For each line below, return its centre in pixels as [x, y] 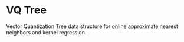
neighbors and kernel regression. [46, 32]
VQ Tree [27, 10]
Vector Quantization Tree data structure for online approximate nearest [92, 26]
